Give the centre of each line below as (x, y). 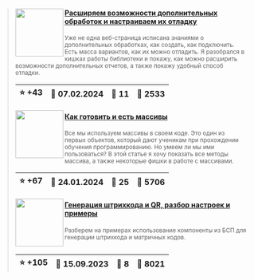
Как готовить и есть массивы (116, 116)
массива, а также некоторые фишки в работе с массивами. (149, 161)
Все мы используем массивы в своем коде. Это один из (145, 133)
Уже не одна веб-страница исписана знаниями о (134, 38)
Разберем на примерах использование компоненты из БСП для (155, 230)
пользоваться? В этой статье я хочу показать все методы (146, 154)
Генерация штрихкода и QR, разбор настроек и (147, 205)
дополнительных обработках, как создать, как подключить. (150, 45)
